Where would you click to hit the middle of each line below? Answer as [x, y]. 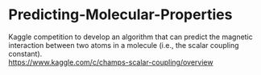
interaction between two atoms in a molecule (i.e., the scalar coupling [124, 45]
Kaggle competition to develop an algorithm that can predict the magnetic [131, 37]
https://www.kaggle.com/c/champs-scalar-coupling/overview [111, 62]
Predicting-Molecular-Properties [120, 15]
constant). [25, 53]
